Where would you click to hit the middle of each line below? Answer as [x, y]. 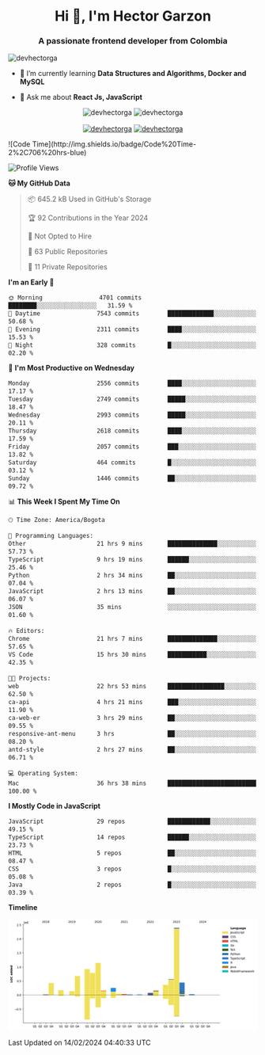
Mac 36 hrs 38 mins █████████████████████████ [132, 783]
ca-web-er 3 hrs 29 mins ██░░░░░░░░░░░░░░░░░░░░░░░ [132, 718]
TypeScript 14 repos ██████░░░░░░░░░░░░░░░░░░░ [132, 838]
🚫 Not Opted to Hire [60, 236]
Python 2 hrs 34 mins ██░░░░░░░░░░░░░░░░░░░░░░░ [132, 576]
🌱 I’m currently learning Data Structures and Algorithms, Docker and [133, 74]
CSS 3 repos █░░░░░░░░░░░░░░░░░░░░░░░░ [132, 869]
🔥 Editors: [26, 631]
